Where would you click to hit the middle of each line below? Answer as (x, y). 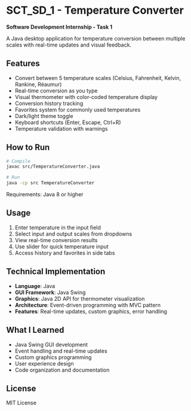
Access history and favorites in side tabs (65, 253)
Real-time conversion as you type (56, 91)
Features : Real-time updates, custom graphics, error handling (91, 311)
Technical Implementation (56, 272)
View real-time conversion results (56, 240)
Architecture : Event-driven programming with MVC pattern (88, 305)
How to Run (28, 148)
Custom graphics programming (53, 357)
